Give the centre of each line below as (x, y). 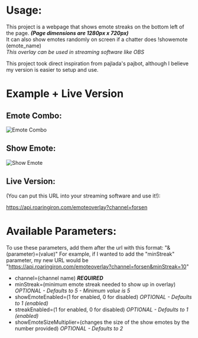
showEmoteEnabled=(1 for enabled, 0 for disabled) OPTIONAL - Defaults (103, 296)
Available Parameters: (61, 231)
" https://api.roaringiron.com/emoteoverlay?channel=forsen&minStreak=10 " (98, 266)
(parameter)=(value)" (32, 254)
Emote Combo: (34, 115)
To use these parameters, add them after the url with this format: (85, 247)
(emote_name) (24, 46)
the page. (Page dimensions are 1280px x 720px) (67, 33)
